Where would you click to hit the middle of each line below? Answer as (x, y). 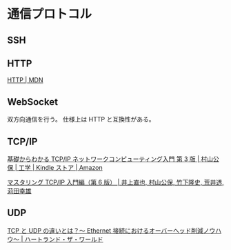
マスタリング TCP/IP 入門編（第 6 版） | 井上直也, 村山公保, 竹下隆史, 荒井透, (115, 182)
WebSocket (33, 102)
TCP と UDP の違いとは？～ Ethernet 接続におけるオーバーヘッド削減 (105, 230)
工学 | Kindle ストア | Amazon (60, 168)
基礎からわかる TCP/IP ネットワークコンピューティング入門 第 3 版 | (103, 159)
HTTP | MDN (25, 80)
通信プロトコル (50, 14)
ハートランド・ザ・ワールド (64, 239)
